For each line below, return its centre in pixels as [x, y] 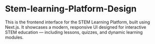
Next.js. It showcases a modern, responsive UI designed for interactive [76, 27]
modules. [14, 37]
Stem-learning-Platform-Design [71, 9]
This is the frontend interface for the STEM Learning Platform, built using [77, 22]
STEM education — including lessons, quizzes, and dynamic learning [74, 32]
